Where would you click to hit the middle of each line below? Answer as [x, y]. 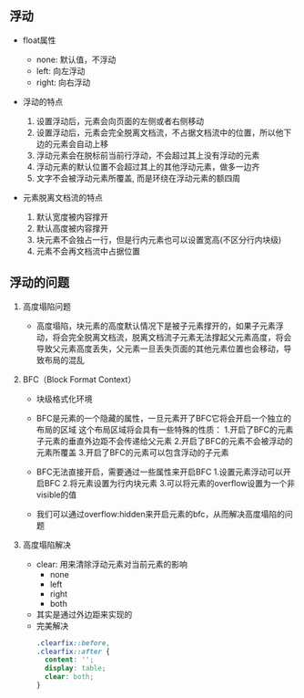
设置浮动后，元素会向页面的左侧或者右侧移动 [120, 120]
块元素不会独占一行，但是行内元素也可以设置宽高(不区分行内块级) [159, 239]
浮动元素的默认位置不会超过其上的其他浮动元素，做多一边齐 [148, 166]
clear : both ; [69, 677]
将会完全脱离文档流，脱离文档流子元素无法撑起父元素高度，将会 [172, 337]
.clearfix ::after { [73, 651]
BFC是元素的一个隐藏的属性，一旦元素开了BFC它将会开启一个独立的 [163, 418]
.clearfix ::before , [73, 643]
